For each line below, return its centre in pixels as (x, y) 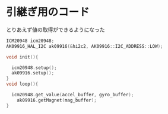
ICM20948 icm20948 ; (30, 41)
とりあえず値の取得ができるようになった (56, 30)
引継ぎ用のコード (48, 12)
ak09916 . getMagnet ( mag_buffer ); (57, 100)
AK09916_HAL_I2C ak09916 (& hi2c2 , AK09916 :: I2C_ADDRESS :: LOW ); (85, 46)
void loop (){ (22, 84)
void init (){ (22, 57)
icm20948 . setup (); (34, 68)
